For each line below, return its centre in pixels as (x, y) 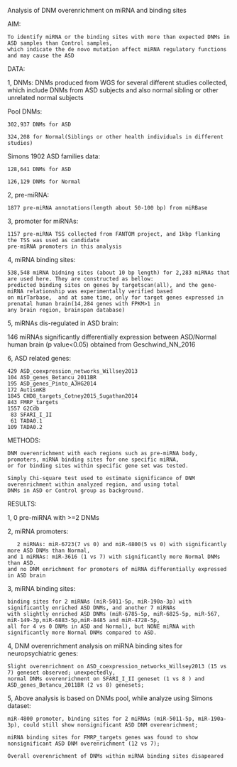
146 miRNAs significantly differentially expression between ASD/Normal (112, 337)
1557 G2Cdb (23, 408)
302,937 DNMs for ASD (39, 124)
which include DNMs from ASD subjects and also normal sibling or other (113, 90)
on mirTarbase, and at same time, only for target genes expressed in (115, 298)
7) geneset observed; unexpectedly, (61, 673)
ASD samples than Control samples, (60, 43)
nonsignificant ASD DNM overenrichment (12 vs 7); (84, 744)
